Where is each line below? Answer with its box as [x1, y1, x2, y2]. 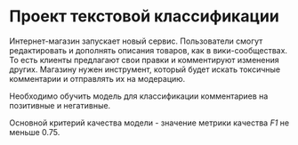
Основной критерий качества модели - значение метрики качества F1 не [9, 117, 290, 128]
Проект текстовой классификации [9, 6, 280, 27]
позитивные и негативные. [9, 100, 111, 110]
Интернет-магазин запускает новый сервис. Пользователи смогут [9, 36, 263, 46]
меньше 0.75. [9, 126, 60, 137]
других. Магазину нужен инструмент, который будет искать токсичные [9, 64, 281, 75]
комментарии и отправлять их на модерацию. [9, 73, 186, 84]
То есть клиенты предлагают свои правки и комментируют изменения [9, 54, 279, 65]
